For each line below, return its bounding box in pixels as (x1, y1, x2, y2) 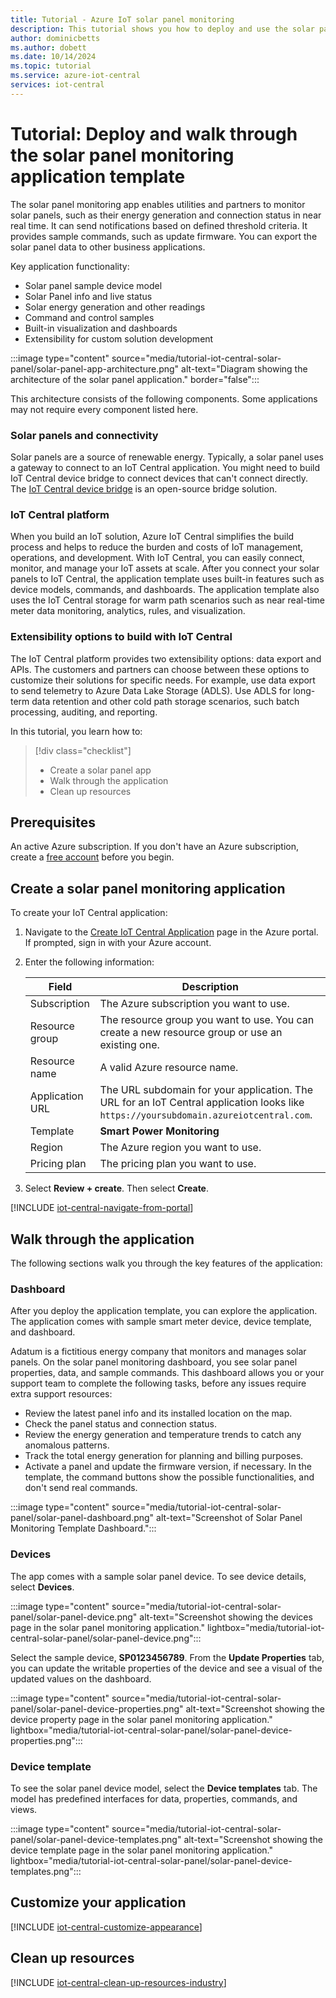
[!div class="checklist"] (34, 744, 132, 756)
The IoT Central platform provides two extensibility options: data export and (10, 652, 322, 665)
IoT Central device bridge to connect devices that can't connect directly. (10, 472, 309, 484)
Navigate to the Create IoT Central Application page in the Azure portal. (24, 926, 319, 938)
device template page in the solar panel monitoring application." (10, 1844, 274, 1856)
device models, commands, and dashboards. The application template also (10, 584, 320, 596)
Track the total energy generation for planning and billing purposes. (24, 1450, 304, 1462)
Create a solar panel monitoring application (10, 880, 286, 897)
